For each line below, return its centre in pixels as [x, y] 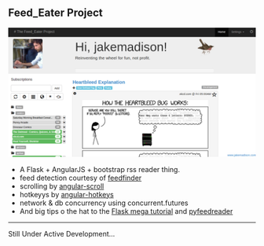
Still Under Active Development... [62, 233]
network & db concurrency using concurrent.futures [104, 203]
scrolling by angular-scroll [62, 186]
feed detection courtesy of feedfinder [81, 178]
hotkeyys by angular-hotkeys [66, 194]
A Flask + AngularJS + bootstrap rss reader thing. [100, 169]
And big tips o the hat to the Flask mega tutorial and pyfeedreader [126, 211]
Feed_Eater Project [56, 13]
